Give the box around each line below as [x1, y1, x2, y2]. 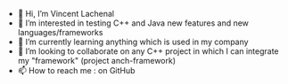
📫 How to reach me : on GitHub [17, 65, 136, 75]
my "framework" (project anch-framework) [17, 56, 177, 65]
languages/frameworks [17, 27, 103, 37]
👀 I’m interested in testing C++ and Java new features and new [17, 18, 250, 28]
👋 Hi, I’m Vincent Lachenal [17, 9, 115, 19]
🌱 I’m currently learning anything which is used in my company [17, 36, 249, 47]
